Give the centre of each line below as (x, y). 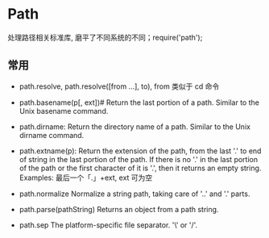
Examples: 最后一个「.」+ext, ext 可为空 (86, 177)
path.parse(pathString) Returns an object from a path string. (119, 209)
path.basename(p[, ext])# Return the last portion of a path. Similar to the (139, 102)
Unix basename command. (64, 111)
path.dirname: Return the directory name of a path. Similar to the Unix (135, 127)
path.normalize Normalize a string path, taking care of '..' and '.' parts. (134, 194)
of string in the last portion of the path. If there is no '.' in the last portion (139, 159)
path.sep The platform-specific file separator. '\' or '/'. (108, 225)
